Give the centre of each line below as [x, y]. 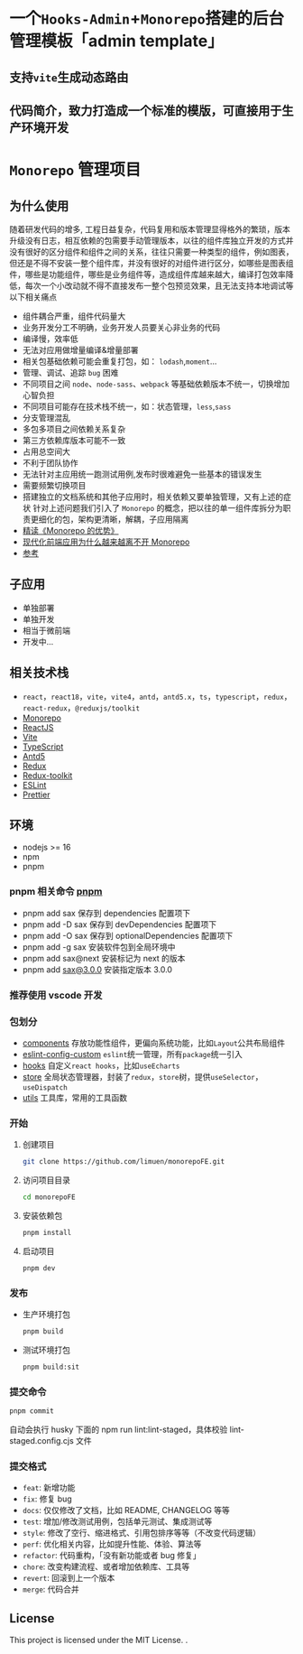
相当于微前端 [46, 630]
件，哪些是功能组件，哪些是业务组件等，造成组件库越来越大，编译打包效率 [147, 274]
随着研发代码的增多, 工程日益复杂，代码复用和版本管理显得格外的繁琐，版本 [150, 229]
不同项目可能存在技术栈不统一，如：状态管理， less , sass [127, 406]
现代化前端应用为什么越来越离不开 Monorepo [106, 542]
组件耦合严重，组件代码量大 [74, 316]
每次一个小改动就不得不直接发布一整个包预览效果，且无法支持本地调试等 [159, 285]
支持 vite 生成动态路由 [69, 77]
